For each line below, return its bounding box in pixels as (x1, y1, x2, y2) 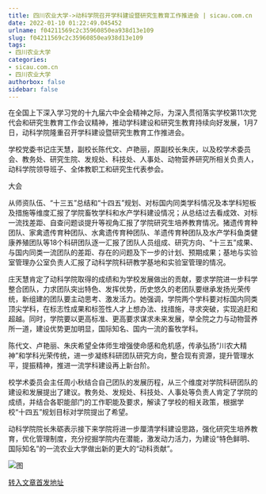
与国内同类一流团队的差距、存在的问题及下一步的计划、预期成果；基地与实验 (8, 247, 258, 258)
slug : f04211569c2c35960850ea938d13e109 (8, 33, 144, 42)
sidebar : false (8, 85, 59, 94)
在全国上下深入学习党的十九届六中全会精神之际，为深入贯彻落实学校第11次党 (8, 108, 257, 117)
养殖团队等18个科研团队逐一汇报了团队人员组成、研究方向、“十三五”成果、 (14, 238, 257, 247)
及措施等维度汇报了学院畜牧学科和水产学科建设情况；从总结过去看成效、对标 (8, 208, 258, 218)
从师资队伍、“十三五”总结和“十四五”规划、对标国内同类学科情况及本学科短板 (8, 198, 256, 208)
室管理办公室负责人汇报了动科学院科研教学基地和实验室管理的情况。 (8, 258, 230, 267)
